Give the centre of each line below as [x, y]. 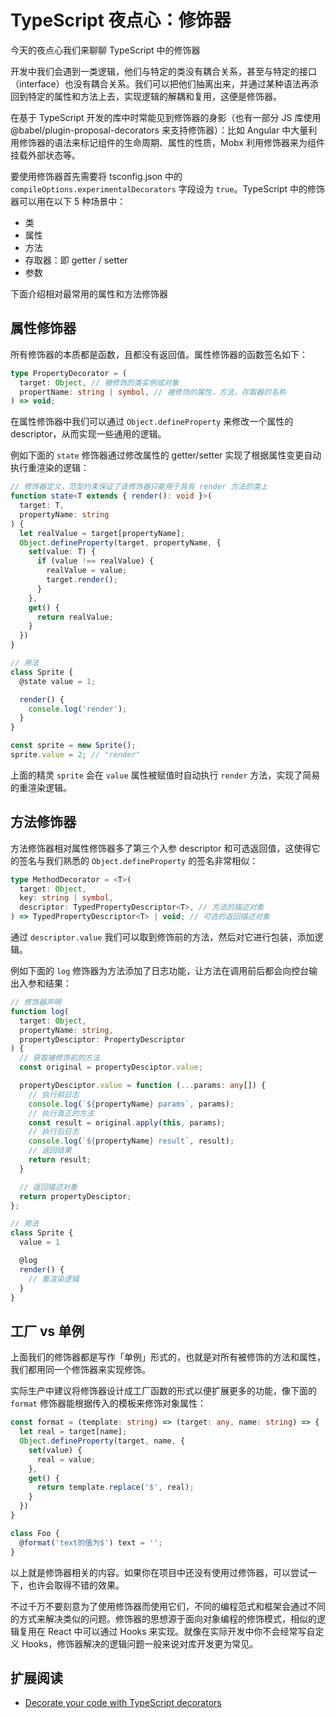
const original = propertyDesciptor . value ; [111, 1067]
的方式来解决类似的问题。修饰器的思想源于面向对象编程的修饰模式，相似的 [163, 1618]
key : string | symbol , [66, 898]
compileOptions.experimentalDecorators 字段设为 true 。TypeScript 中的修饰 [168, 188]
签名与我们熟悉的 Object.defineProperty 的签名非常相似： [138, 860]
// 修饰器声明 [36, 1002]
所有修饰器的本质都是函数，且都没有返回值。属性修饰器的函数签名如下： [159, 354]
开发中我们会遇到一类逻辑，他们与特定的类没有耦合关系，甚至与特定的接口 [163, 71]
